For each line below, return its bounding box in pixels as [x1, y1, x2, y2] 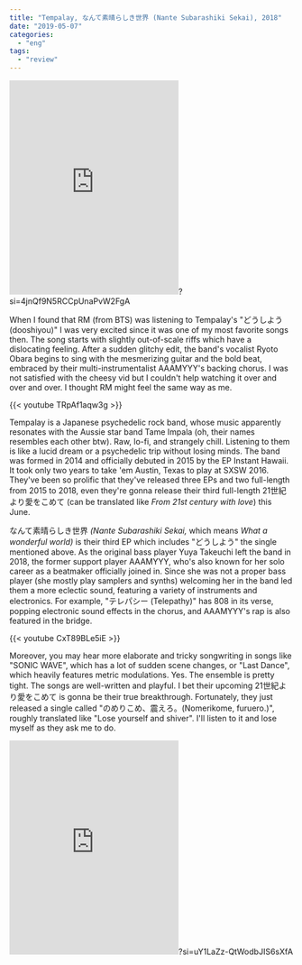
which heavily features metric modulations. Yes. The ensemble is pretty [9, 669, 275, 680]
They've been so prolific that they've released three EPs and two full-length [9, 474, 290, 485]
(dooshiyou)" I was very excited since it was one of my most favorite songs [9, 325, 288, 335]
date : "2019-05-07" [9, 22, 83, 31]
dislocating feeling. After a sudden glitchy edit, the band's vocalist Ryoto [9, 344, 279, 354]
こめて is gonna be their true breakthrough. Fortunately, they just [32, 692, 273, 702]
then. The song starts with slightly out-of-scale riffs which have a [9, 335, 252, 345]
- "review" [17, 55, 59, 64]
